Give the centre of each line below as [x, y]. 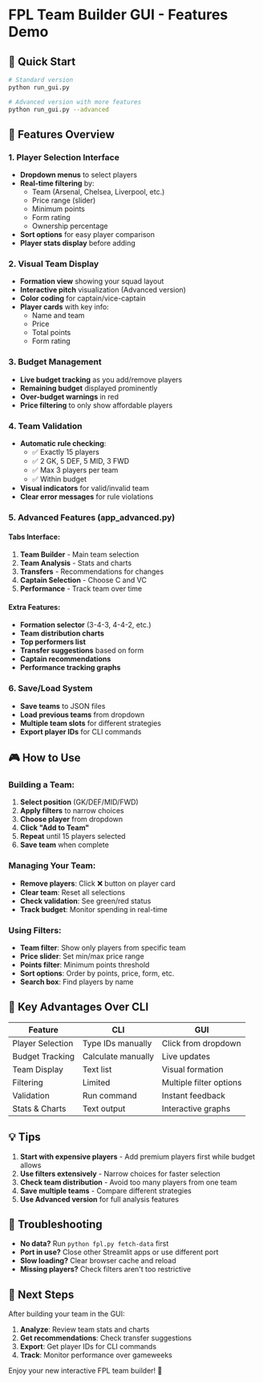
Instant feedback [194, 1095]
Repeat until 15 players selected [73, 837]
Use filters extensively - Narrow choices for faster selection [120, 1173]
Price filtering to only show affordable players [96, 405]
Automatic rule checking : [63, 444]
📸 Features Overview [61, 134]
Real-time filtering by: [57, 183]
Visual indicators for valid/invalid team [85, 489]
